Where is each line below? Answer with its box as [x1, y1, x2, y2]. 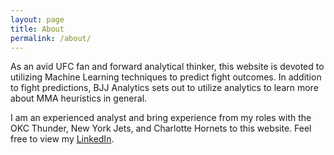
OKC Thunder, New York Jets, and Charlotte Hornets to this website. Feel [10, 122, 312, 135]
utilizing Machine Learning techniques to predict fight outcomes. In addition [10, 71, 322, 83]
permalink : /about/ [10, 33, 92, 43]
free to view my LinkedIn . [10, 133, 115, 145]
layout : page [10, 14, 65, 25]
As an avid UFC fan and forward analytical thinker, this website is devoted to [10, 61, 325, 73]
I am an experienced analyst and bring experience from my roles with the [10, 112, 312, 124]
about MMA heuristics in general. [10, 92, 148, 105]
